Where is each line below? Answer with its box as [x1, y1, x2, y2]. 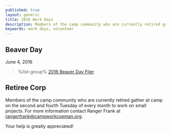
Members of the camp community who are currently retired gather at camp [5, 97, 163, 103]
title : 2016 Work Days [5, 17, 53, 22]
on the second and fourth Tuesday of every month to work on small [5, 102, 147, 109]
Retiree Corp [5, 84, 46, 92]
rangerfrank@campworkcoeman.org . [5, 113, 83, 119]
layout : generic [5, 12, 40, 17]
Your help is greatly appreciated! [5, 123, 74, 129]
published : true [5, 7, 40, 13]
